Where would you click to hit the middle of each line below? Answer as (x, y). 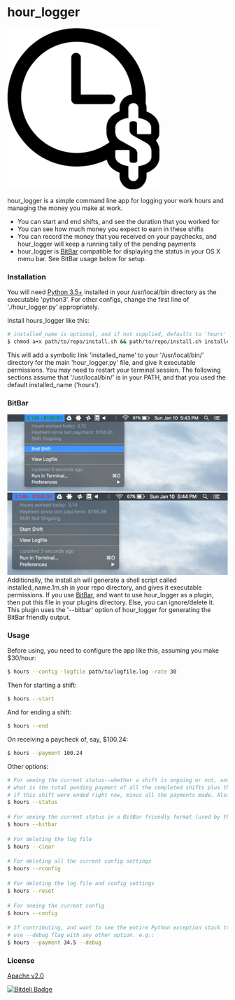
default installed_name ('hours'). (54, 384)
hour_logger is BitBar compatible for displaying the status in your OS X (119, 251)
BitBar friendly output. (39, 617)
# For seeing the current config (56, 905)
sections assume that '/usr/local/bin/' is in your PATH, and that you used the (116, 377)
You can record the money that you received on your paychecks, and (117, 236)
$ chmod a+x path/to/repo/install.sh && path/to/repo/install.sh (104, 342)
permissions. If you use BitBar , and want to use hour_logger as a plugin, (111, 595)
